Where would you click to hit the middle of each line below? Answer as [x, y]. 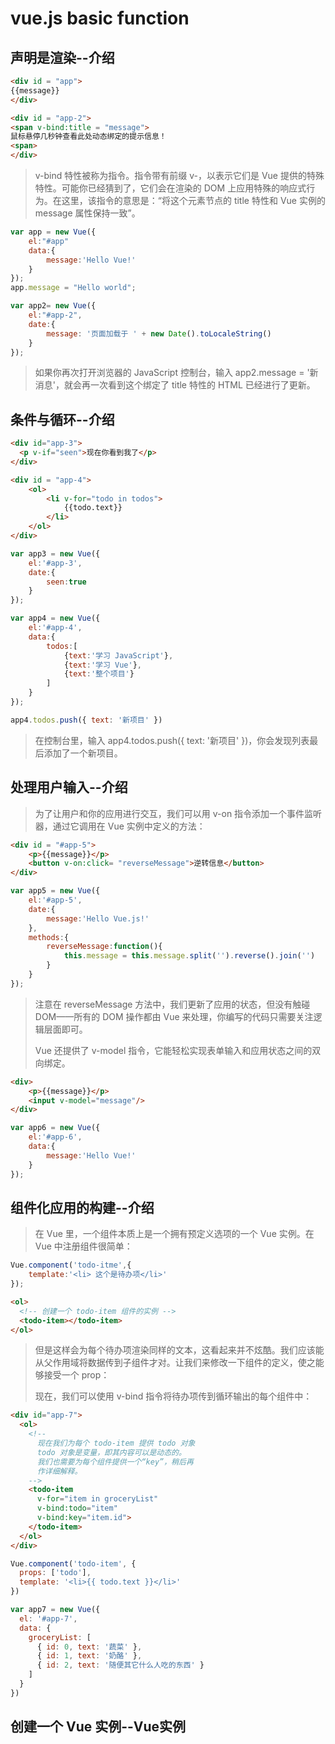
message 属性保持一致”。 [87, 213]
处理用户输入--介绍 [69, 787]
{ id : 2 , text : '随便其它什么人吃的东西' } [120, 1665]
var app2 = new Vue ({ [53, 306]
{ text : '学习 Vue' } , [102, 665]
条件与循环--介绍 [62, 419]
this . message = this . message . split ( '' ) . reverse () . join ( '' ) [189, 956]
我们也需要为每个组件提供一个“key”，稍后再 [115, 1462]
